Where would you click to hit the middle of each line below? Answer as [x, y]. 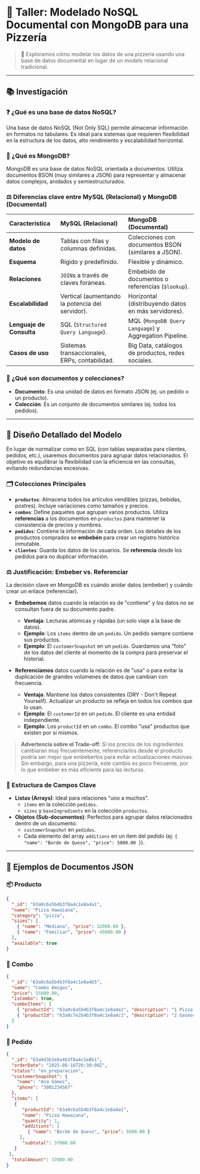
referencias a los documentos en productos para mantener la [90, 518]
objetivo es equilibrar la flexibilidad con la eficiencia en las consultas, [91, 462]
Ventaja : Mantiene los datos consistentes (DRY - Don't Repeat [100, 694]
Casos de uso [29, 353]
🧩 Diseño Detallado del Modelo [64, 434]
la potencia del [81, 304]
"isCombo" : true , [33, 999]
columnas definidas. [89, 248]
